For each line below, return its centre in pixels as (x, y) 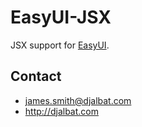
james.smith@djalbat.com (78, 100)
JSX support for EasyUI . (60, 45)
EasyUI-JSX (61, 17)
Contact (36, 76)
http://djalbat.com (61, 111)
